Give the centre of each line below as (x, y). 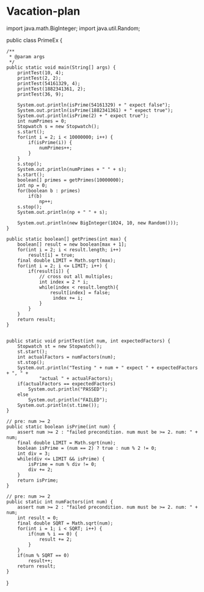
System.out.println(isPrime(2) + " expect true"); (83, 116)
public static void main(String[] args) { (61, 67)
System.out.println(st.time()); (58, 405)
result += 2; (55, 539)
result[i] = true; (52, 255)
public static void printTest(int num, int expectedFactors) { (89, 341)
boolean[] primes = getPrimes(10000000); (71, 180)
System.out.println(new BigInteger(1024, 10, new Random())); (98, 223)
